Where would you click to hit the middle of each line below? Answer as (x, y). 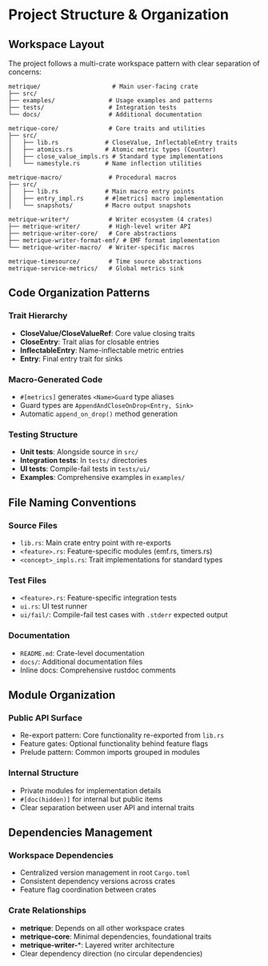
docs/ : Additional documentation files (81, 661)
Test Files (27, 580)
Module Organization (62, 695)
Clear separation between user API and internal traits (107, 807)
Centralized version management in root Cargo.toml (105, 872)
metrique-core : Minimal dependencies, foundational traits (116, 936)
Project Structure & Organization (119, 15)
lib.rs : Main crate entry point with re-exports (96, 542)
